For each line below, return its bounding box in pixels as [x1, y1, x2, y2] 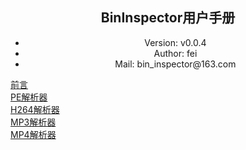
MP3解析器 [10, 116, 57, 128]
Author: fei [153, 47, 198, 59]
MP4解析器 [10, 128, 57, 140]
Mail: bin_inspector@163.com [114, 58, 237, 70]
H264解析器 [10, 103, 60, 115]
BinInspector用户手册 [100, 9, 236, 27]
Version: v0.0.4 [144, 36, 207, 48]
